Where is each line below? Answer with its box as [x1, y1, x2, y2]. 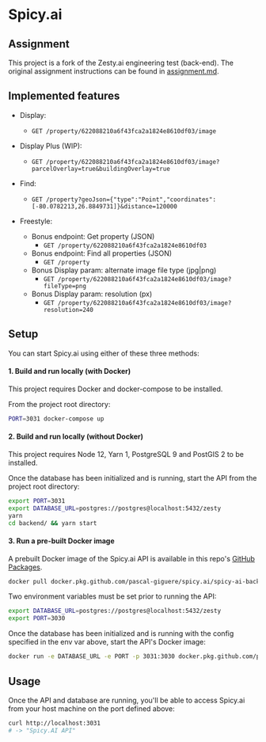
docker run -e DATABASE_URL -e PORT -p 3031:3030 [8, 653, 176, 660]
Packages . [8, 562, 43, 572]
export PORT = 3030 [8, 615, 66, 622]
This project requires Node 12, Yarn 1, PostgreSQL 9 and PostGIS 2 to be [8, 449, 244, 459]
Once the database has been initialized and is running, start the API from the [8, 473, 257, 482]
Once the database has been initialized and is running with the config [8, 629, 234, 638]
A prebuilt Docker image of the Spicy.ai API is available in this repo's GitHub [8, 554, 256, 563]
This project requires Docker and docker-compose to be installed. [8, 384, 223, 394]
